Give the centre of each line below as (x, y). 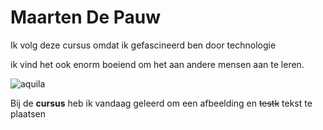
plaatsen (28, 113)
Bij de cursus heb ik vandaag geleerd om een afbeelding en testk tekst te (161, 103)
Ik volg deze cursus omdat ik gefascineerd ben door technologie (143, 45)
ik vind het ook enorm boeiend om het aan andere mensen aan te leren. (157, 64)
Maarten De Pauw (86, 17)
